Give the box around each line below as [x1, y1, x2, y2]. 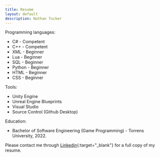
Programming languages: [5, 30, 56, 35]
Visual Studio [12, 104, 39, 110]
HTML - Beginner [12, 70, 47, 76]
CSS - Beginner [12, 75, 44, 80]
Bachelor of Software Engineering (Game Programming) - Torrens [12, 128, 144, 134]
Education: [5, 118, 27, 124]
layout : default [5, 12, 38, 16]
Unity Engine [12, 94, 38, 99]
